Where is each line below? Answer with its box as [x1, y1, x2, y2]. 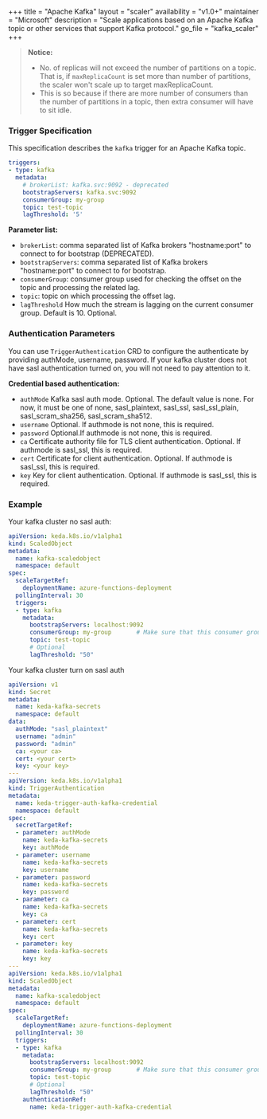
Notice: [27, 48, 53, 57]
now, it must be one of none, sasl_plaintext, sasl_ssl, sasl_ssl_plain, [19, 402, 239, 412]
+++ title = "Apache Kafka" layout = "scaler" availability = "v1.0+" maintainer [8, 7, 259, 16]
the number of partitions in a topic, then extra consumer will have [39, 97, 253, 106]
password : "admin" [15, 740, 77, 748]
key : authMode [22, 844, 69, 852]
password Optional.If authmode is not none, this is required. [19, 428, 212, 438]
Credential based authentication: [8, 379, 120, 388]
